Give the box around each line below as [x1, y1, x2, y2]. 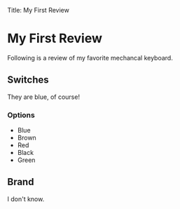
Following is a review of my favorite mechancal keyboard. [7, 53, 173, 62]
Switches [7, 74, 49, 86]
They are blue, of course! [7, 93, 81, 101]
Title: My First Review [7, 6, 70, 14]
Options [7, 110, 35, 120]
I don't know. [7, 194, 45, 203]
